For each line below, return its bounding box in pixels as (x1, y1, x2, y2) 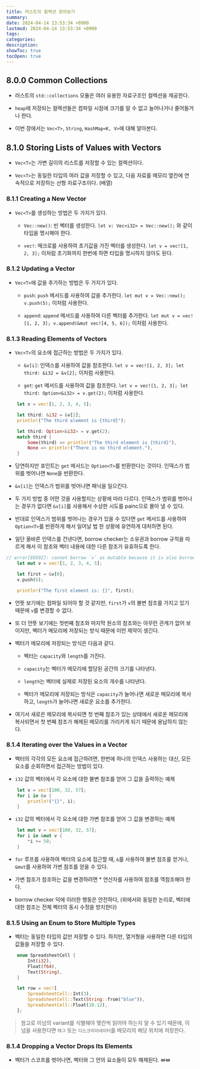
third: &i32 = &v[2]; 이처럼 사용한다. (23, 369, 115, 377)
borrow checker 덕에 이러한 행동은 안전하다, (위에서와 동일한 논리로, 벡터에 (14, 896, 190, 903)
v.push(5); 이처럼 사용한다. (23, 299, 89, 306)
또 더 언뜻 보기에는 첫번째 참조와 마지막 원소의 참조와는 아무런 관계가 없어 (14, 619, 185, 627)
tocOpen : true (6, 53, 42, 59)
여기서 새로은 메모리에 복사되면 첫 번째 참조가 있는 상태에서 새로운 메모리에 (14, 710, 189, 717)
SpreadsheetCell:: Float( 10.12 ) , (27, 1002, 108, 1008)
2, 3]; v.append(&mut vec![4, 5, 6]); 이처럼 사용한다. (35, 319, 169, 326)
